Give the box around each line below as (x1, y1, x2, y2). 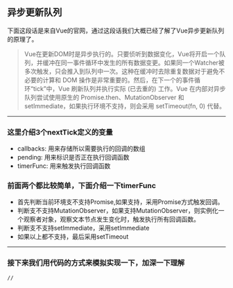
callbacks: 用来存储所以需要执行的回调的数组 (17, 144, 146, 153)
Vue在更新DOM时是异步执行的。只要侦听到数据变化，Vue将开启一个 (24, 49, 220, 58)
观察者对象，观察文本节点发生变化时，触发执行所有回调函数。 (23, 215, 200, 223)
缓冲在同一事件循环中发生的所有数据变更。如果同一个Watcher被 (42, 58, 225, 67)
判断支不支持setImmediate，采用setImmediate (17, 224, 150, 232)
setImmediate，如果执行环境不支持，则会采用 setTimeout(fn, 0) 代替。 (24, 101, 225, 110)
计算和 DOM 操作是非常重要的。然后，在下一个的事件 (42, 76, 195, 84)
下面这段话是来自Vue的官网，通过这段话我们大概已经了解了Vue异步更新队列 (7, 26, 225, 35)
